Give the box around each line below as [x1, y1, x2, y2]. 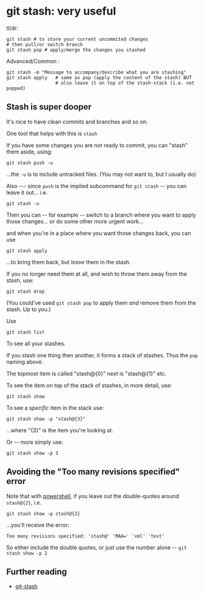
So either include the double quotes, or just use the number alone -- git [6, 544, 187, 551]
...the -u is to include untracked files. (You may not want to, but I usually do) [6, 170, 197, 178]
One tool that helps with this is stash [6, 130, 97, 137]
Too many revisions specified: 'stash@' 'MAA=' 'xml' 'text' [6, 533, 165, 539]
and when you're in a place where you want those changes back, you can [6, 230, 191, 237]
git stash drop [6, 288, 45, 295]
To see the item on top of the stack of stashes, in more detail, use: [6, 382, 172, 389]
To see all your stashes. [6, 340, 66, 347]
